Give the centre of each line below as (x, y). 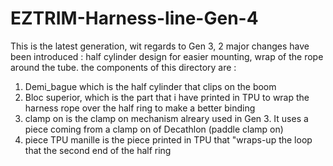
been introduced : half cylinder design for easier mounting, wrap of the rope (167, 56)
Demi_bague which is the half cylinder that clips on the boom (150, 86)
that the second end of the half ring (98, 150)
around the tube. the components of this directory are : (123, 67)
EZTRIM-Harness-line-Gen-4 (134, 18)
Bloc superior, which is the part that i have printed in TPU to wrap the (167, 97)
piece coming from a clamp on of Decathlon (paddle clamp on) (154, 129)
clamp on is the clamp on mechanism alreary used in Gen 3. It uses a (166, 118)
